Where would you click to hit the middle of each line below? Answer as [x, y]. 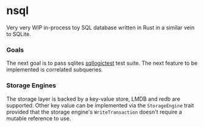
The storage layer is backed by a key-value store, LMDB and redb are [93, 99]
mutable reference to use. [39, 118]
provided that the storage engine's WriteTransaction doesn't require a [94, 112]
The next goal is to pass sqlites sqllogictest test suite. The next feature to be [102, 63]
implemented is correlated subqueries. [55, 70]
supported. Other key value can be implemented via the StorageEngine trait [100, 105]
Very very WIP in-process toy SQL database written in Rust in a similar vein [100, 27]
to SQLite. [19, 34]
